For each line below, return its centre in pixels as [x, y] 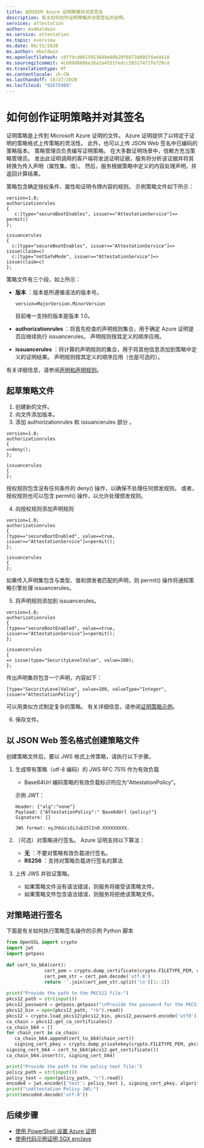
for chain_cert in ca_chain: [43, 1033]
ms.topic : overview [31, 40]
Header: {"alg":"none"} [45, 807]
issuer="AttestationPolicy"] [43, 695]
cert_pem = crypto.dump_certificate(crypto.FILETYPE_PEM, [119, 971]
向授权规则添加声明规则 [44, 508]
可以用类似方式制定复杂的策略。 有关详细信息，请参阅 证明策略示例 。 [92, 706]
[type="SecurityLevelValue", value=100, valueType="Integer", [87, 689]
